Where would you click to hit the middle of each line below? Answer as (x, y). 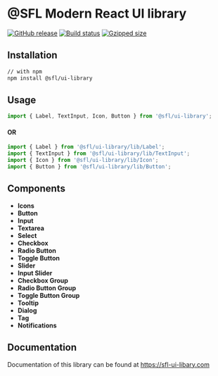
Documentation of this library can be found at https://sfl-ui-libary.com (108, 364)
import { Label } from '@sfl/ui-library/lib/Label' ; (86, 147)
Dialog (27, 310)
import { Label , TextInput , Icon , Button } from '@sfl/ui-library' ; (110, 116)
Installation (32, 55)
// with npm (25, 71)
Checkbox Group (43, 280)
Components (36, 189)
